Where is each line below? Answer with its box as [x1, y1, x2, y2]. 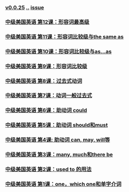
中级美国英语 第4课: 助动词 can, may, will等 [5, 136, 110, 143]
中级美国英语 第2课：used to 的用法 [5, 166, 92, 173]
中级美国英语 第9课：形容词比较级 [5, 62, 87, 69]
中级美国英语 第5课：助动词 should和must [5, 122, 108, 129]
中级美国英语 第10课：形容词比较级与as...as [5, 48, 112, 55]
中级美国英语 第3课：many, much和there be [5, 151, 113, 158]
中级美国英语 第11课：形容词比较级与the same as [5, 33, 124, 40]
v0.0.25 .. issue [5, 4, 44, 11]
